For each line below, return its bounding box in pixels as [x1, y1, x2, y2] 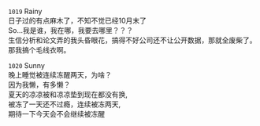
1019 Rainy [8, 7, 43, 16]
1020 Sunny [8, 61, 46, 70]
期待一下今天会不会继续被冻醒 [8, 110, 105, 118]
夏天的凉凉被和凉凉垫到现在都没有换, [8, 90, 128, 99]
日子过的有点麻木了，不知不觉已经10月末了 [8, 16, 147, 25]
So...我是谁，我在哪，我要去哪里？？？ [8, 26, 134, 34]
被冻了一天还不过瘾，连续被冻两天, [8, 99, 121, 109]
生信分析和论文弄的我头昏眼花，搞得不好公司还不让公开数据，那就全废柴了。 [8, 35, 257, 45]
